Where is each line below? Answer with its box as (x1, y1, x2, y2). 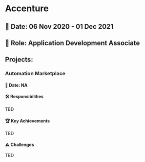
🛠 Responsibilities (5, 94, 44, 100)
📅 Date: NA (5, 82, 28, 88)
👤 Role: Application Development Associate (5, 39, 140, 47)
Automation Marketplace (5, 70, 66, 77)
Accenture (5, 3, 49, 14)
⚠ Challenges (5, 142, 34, 147)
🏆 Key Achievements (5, 118, 50, 123)
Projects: (5, 56, 33, 64)
